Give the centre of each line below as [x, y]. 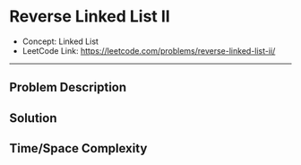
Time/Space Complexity [78, 148]
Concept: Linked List [60, 41]
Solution [33, 118]
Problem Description [68, 87]
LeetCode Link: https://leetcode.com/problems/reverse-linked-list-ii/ [149, 50]
